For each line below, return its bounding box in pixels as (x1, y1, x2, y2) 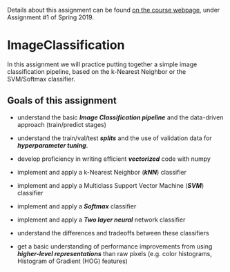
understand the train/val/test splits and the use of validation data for (17, 134, 212, 142)
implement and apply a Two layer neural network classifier (17, 215, 186, 224)
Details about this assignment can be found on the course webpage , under (7, 6, 220, 14)
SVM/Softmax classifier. (7, 75, 76, 83)
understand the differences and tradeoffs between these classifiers (17, 229, 209, 237)
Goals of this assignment (7, 95, 117, 106)
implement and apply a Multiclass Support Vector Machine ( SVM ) (17, 181, 204, 189)
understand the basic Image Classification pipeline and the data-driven (17, 113, 224, 122)
